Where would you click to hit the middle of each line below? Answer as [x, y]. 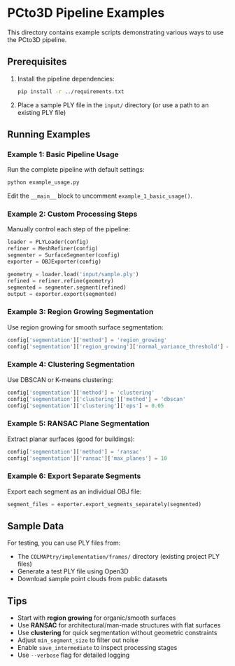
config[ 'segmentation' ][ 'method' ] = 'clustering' [81, 393]
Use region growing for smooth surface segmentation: [85, 327]
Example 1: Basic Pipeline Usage [63, 154]
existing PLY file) [42, 112]
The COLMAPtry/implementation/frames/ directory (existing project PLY [119, 557]
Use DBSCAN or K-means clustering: [60, 379]
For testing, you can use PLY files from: [64, 543]
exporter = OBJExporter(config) [54, 262]
